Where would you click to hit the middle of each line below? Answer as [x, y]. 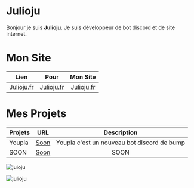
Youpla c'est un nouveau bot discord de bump [120, 143]
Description [121, 132]
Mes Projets [36, 114]
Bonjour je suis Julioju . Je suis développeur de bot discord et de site [91, 27]
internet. [16, 33]
